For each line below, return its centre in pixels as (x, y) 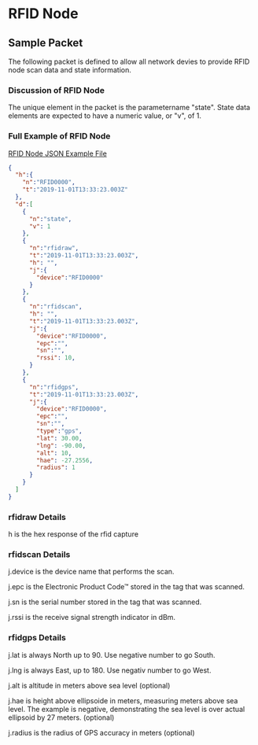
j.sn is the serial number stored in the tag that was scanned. (105, 602)
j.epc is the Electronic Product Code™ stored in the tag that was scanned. (127, 587)
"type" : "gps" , (59, 431)
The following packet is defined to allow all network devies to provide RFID (129, 61)
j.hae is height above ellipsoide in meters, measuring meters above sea (123, 700)
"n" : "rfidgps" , (54, 387)
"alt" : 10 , (54, 453)
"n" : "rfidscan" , (55, 307)
